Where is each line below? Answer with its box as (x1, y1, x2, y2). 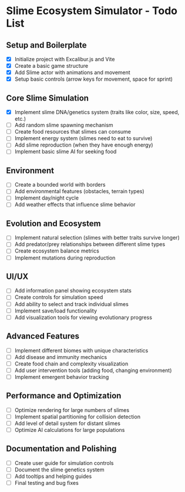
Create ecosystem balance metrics (14, 247, 100, 254)
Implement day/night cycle (14, 194, 79, 201)
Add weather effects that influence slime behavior (14, 201, 136, 208)
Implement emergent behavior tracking (14, 373, 109, 380)
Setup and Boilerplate (6, 40, 87, 50)
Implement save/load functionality (14, 307, 97, 314)
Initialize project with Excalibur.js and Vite (14, 56, 115, 62)
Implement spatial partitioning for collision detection (14, 413, 141, 420)
